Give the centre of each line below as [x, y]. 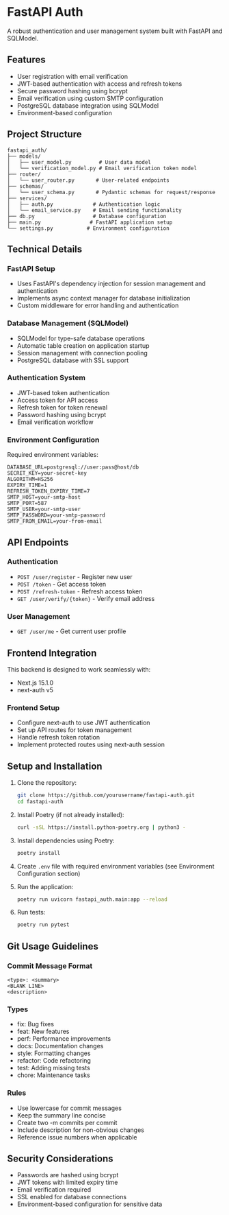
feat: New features [43, 1031]
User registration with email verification [72, 76]
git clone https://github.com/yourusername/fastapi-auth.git [106, 795]
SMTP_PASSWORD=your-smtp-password [56, 515]
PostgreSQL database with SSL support [72, 360]
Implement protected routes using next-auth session [91, 744]
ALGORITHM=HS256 [30, 480]
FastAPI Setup [31, 268]
